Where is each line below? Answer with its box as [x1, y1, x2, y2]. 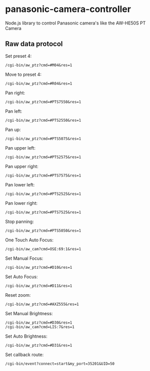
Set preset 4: [5, 53, 32, 59]
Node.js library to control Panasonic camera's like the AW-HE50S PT [5, 20, 146, 26]
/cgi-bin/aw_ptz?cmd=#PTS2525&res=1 [5, 191, 81, 196]
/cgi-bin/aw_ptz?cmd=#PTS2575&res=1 [5, 155, 81, 160]
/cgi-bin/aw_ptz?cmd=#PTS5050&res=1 [5, 228, 81, 233]
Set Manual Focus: [5, 255, 43, 261]
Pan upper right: [5, 163, 39, 169]
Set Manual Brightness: [5, 310, 53, 316]
